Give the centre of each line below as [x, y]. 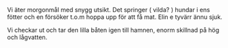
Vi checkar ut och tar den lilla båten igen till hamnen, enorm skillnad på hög [113, 30]
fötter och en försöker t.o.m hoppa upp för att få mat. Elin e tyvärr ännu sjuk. [115, 17]
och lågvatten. [27, 37]
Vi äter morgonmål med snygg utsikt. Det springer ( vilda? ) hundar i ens [109, 10]
